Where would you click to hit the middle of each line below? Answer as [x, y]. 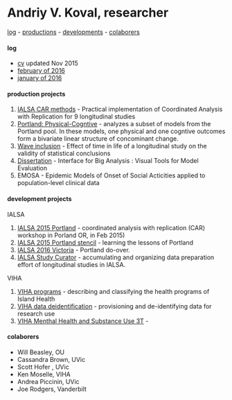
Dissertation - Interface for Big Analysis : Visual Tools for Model [108, 161]
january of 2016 [39, 78]
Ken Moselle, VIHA [44, 374]
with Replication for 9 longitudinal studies [76, 116]
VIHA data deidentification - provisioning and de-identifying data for [115, 306]
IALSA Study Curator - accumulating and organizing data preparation [116, 257]
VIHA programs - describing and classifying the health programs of [113, 291]
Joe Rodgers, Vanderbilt [52, 389]
